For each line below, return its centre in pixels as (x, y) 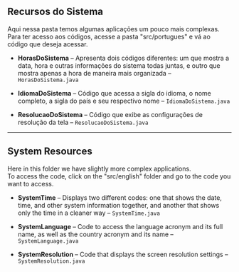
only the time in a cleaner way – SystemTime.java (89, 213)
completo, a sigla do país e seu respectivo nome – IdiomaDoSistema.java (124, 101)
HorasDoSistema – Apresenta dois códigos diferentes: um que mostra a (123, 58)
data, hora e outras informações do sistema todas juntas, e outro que (119, 65)
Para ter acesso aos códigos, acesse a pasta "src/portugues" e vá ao (109, 36)
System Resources (50, 152)
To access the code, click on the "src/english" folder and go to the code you (119, 176)
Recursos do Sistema (55, 12)
